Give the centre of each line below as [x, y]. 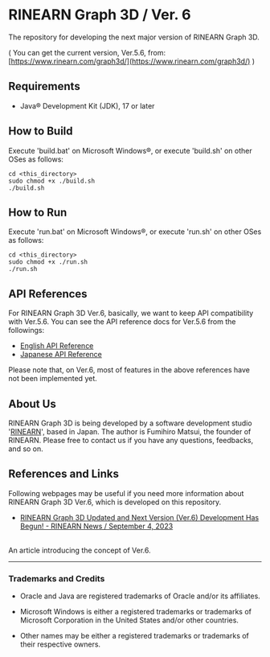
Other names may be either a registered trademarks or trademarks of [134, 636]
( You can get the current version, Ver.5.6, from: [87, 52]
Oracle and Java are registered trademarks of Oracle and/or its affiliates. [140, 596]
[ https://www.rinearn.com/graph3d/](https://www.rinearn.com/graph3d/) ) [132, 61]
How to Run [38, 212]
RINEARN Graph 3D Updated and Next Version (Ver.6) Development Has [139, 517]
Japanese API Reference [61, 355]
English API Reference [57, 346]
